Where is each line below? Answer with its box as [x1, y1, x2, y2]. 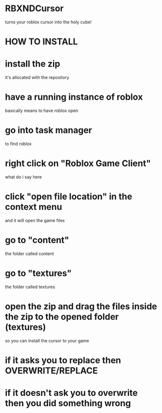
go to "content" [5, 235, 69, 245]
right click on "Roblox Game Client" [5, 158, 151, 169]
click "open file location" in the [5, 191, 132, 202]
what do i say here [5, 174, 42, 180]
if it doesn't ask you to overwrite [5, 388, 138, 398]
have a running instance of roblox [5, 92, 143, 103]
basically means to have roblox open [5, 108, 79, 113]
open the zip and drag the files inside [5, 300, 157, 312]
